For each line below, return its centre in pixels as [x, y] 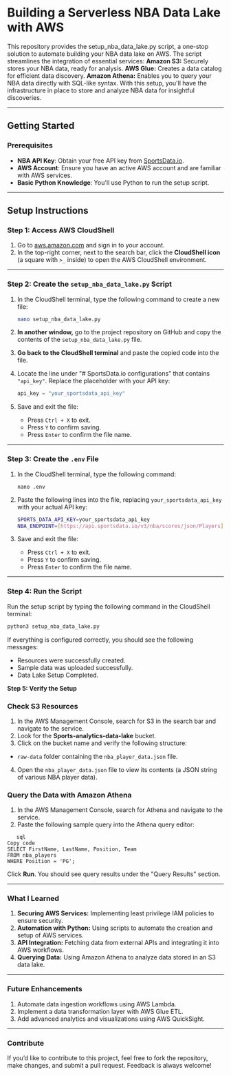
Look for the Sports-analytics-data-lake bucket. [87, 735]
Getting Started [41, 126]
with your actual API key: [52, 507]
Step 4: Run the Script [45, 591]
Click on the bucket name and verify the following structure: [102, 743]
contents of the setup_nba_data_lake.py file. [79, 340]
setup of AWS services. [50, 935]
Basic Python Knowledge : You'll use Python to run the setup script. [113, 182]
